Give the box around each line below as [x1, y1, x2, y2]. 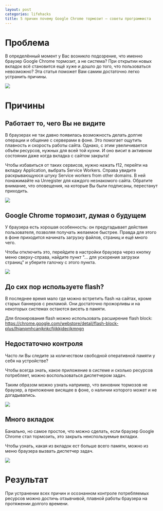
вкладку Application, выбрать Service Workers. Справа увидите [5, 167, 136, 173]
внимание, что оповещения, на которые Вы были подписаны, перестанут [5, 183, 158, 189]
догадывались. [5, 392, 36, 398]
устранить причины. [5, 74, 47, 80]
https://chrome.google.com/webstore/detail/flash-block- [5, 320, 119, 326]
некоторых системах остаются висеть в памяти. [5, 306, 106, 312]
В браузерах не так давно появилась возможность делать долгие [5, 132, 143, 138]
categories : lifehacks [5, 12, 51, 17]
